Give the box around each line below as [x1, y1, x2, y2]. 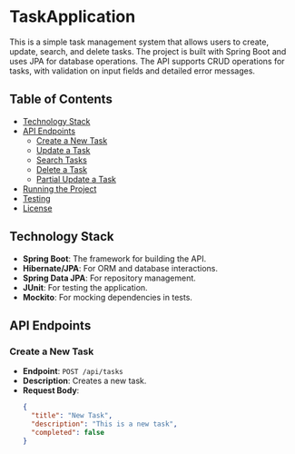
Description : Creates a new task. [22, 375, 147, 387]
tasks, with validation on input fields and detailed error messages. [9, 65, 256, 76]
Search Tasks [35, 154, 88, 165]
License [22, 202, 53, 213]
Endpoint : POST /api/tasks [22, 366, 124, 377]
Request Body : [22, 385, 80, 396]
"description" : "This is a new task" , [31, 419, 178, 429]
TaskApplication [9, 6, 136, 27]
